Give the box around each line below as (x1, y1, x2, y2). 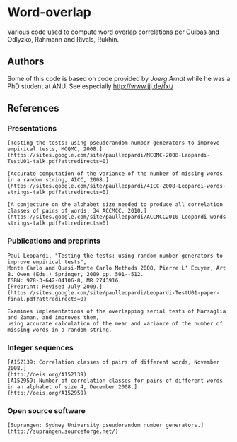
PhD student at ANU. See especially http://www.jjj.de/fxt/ (7, 82, 174, 90)
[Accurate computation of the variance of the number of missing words (7, 170, 223, 177)
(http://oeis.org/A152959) (7, 390, 87, 397)
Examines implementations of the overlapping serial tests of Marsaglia (7, 308, 226, 315)
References (7, 102, 59, 114)
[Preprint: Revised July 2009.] (7, 283, 103, 290)
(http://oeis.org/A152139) (7, 371, 87, 378)
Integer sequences (7, 342, 74, 352)
